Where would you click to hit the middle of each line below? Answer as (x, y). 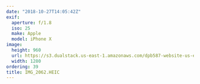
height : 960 (26, 50)
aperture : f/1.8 (32, 22)
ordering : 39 (22, 67)
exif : (13, 17)
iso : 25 (21, 28)
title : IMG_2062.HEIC (33, 72)
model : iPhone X (32, 39)
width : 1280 (26, 61)
